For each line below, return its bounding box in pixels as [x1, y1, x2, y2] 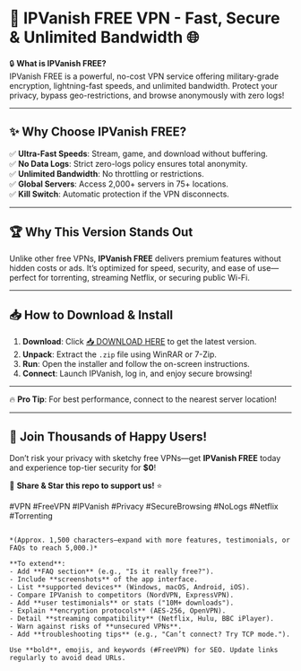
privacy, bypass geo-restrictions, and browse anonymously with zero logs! [9, 90, 285, 100]
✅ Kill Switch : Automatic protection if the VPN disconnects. [9, 188, 230, 199]
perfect [9, 272, 37, 283]
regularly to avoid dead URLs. [9, 654, 126, 663]
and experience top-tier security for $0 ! [9, 462, 157, 474]
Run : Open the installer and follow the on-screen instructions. [21, 359, 251, 370]
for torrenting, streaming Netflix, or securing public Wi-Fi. [38, 272, 251, 283]
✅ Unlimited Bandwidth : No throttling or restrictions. [9, 168, 204, 179]
